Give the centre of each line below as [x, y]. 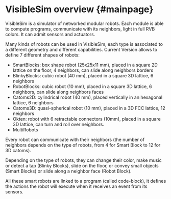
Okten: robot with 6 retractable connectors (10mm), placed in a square [87, 119]
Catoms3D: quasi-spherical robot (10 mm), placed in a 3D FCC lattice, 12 [89, 108]
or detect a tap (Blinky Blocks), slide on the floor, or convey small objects [82, 165]
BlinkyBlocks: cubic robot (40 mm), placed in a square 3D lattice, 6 [83, 75]
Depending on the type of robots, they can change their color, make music [83, 160]
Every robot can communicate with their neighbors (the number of [75, 139]
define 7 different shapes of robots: [43, 55]
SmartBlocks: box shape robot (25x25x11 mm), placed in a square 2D [85, 65]
